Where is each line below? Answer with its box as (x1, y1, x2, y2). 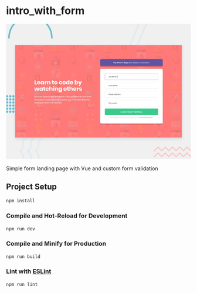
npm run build (6, 253, 41, 260)
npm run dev (6, 226, 35, 232)
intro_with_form (6, 4, 85, 18)
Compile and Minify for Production (6, 240, 107, 248)
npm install (6, 198, 35, 204)
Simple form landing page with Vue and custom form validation (6, 165, 158, 172)
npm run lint (6, 281, 38, 287)
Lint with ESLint (6, 267, 52, 275)
